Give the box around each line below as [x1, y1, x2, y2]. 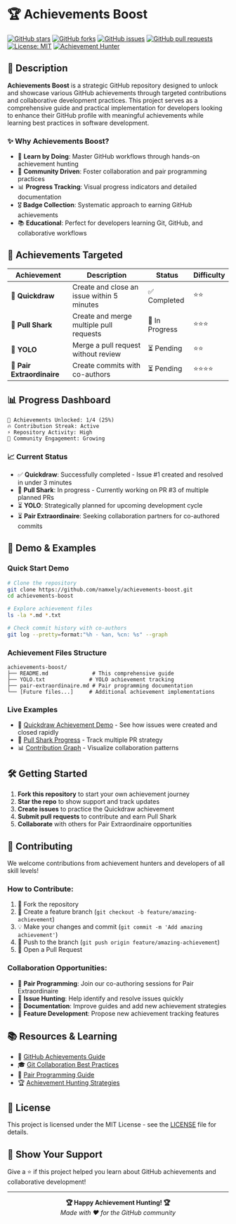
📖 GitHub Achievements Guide [17, 1053, 105, 1061]
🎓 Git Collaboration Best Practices [17, 1060, 119, 1069]
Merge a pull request [72, 340, 141, 350]
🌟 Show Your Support [7, 1148, 103, 1161]
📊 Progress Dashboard [7, 394, 111, 406]
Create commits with [72, 360, 140, 370]
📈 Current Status [7, 451, 68, 461]
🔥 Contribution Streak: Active [7, 422, 100, 429]
